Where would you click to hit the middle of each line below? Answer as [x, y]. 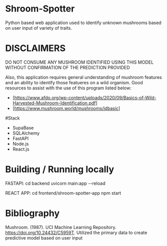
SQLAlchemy [26, 133]
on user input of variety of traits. [38, 28]
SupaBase [23, 128]
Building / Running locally [60, 169]
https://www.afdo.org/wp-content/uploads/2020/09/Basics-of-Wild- [86, 97]
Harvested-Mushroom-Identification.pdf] [55, 103]
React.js [21, 149]
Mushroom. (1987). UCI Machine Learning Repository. [61, 227]
